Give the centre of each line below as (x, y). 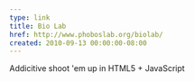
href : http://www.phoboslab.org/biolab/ (87, 34)
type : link (30, 18)
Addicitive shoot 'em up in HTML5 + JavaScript (97, 68)
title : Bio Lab (38, 26)
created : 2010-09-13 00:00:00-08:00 (78, 43)
